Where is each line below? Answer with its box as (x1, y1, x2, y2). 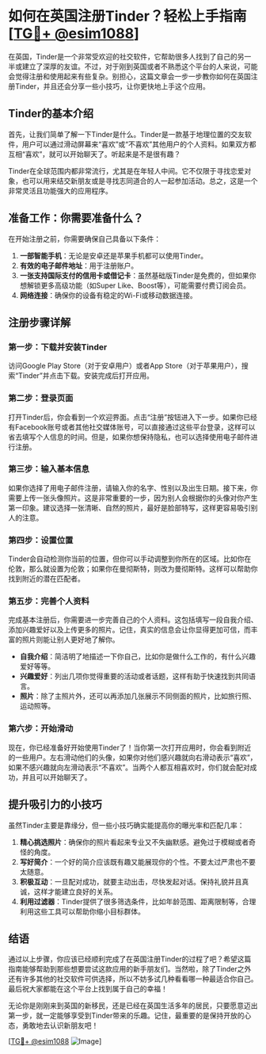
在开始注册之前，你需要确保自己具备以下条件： (8, 234, 161, 243)
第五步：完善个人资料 (8, 596, 89, 607)
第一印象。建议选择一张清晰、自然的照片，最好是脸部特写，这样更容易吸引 (8, 502, 251, 512)
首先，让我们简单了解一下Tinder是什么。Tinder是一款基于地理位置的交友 (8, 129, 245, 139)
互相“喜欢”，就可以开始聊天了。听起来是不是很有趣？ (8, 149, 181, 158)
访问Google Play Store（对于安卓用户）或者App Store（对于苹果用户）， (8, 361, 241, 371)
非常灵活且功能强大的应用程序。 (8, 185, 112, 195)
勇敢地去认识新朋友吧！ (21, 1021, 99, 1030)
